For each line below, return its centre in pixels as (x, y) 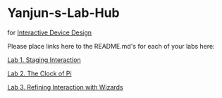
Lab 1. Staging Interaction (44, 60)
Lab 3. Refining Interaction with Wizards (65, 87)
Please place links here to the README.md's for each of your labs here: (111, 46)
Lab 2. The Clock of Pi (39, 73)
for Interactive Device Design (50, 32)
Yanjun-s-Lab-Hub (63, 13)
